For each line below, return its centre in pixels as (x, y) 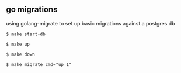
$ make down (20, 54)
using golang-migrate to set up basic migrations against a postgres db (90, 23)
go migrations (32, 10)
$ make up (18, 44)
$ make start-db (26, 34)
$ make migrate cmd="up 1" (39, 64)
